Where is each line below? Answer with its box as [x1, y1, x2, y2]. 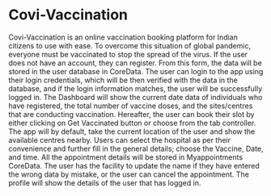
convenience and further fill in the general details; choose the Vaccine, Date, [8, 144, 265, 153]
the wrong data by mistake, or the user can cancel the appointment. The [8, 169, 249, 179]
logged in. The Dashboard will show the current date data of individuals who [8, 92, 263, 102]
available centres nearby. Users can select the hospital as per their [8, 135, 231, 144]
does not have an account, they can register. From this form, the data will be [8, 58, 263, 68]
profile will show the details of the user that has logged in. [8, 177, 201, 187]
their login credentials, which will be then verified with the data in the [8, 75, 239, 85]
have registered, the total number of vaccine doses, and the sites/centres [8, 101, 253, 111]
